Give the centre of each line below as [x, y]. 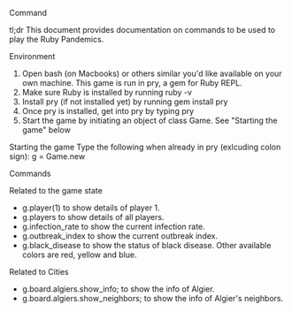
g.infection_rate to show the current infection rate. [113, 226]
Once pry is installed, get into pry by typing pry [108, 111]
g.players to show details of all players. [93, 217]
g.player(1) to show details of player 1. [91, 208]
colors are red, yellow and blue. [79, 255]
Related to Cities [39, 272]
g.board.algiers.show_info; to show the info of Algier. [118, 289]
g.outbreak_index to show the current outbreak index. [120, 236]
